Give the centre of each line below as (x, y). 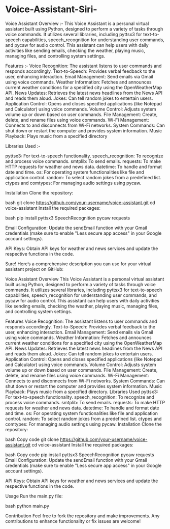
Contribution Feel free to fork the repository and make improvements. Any (82, 516)
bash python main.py (27, 506)
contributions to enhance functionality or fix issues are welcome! (73, 521)
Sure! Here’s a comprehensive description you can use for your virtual (78, 264)
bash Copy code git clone (32, 439)
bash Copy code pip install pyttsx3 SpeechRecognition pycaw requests (80, 455)
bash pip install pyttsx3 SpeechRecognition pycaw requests (68, 218)
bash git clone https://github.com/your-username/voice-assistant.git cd (80, 203)
